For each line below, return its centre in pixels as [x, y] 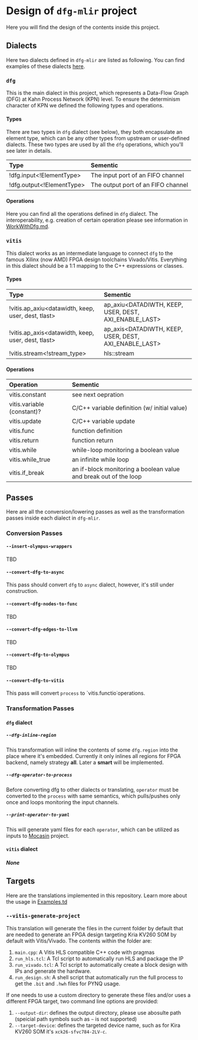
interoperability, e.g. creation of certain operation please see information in [97, 220]
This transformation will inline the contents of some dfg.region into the [92, 750]
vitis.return [24, 441]
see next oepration [98, 395]
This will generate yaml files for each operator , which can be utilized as [93, 829]
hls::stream [119, 353]
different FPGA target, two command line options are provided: [82, 1001]
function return [93, 441]
